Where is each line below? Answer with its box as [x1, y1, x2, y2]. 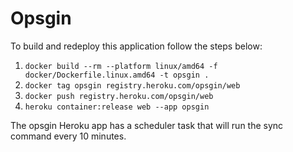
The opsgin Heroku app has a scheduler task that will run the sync [10, 119, 284, 131]
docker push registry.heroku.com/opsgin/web [24, 91, 214, 101]
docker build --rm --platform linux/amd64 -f [24, 61, 218, 71]
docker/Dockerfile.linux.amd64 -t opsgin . [24, 70, 210, 80]
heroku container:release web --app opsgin [24, 102, 210, 112]
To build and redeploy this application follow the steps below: [10, 40, 263, 52]
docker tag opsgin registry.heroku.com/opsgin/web [24, 80, 241, 91]
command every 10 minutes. [10, 130, 127, 142]
